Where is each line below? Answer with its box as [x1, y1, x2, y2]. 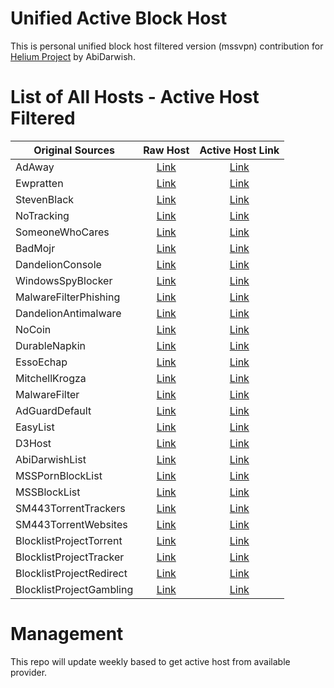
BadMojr [15, 241, 56, 255]
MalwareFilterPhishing [15, 290, 121, 304]
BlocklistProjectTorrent [15, 533, 123, 547]
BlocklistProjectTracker [15, 550, 125, 564]
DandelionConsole [15, 257, 102, 271]
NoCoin [15, 322, 52, 336]
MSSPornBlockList [15, 468, 103, 482]
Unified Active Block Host [10, 7, 228, 30]
